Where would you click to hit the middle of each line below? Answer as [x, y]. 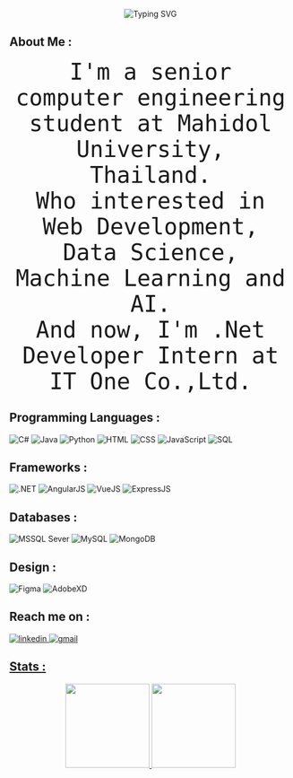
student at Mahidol [151, 123]
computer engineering [151, 97]
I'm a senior [151, 72]
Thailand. [151, 175]
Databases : [43, 517]
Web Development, [151, 226]
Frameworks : [48, 468]
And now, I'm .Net [151, 329]
